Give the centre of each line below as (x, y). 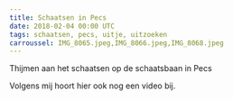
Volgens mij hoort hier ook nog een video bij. (93, 86)
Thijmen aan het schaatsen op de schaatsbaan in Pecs (111, 68)
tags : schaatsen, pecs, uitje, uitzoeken (89, 34)
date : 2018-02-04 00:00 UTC (62, 26)
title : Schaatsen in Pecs (58, 18)
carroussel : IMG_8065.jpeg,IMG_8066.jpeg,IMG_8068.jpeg (116, 43)
